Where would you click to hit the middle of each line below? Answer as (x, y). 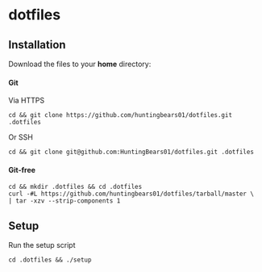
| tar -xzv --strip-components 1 (64, 201)
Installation (37, 45)
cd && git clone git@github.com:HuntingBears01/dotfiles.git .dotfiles (131, 152)
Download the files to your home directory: (80, 64)
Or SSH (21, 137)
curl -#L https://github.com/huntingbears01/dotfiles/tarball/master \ (131, 194)
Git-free (22, 169)
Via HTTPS (27, 100)
